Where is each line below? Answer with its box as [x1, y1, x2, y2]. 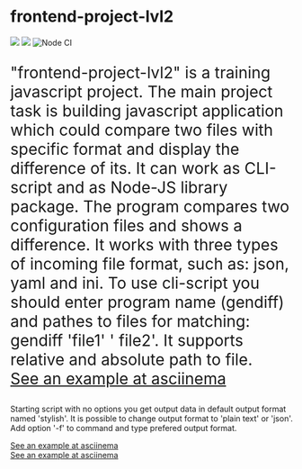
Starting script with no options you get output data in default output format [10, 403, 287, 414]
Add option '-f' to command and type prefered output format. [10, 422, 237, 433]
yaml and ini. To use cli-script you [10, 273, 260, 293]
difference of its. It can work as [10, 158, 241, 178]
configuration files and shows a [10, 215, 243, 236]
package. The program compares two [10, 196, 290, 217]
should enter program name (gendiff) [10, 292, 285, 312]
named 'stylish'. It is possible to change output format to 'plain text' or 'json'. [10, 412, 293, 424]
